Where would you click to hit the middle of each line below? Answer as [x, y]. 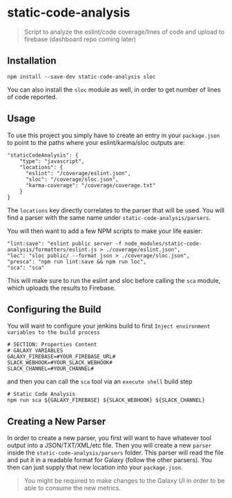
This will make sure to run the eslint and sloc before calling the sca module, [114, 280]
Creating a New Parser [57, 421]
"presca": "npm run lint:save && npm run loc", [77, 261]
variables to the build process [54, 332]
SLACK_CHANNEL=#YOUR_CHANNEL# [51, 369]
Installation [32, 61]
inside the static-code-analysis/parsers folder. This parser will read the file [116, 452]
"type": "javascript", [52, 161]
